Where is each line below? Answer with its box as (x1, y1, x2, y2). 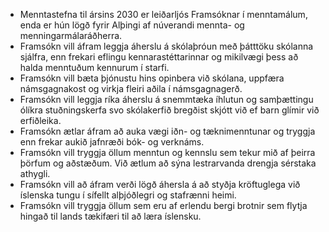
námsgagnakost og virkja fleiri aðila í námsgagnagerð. (19, 83, 243, 94)
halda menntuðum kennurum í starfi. (19, 62, 170, 73)
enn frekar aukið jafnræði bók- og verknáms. (19, 136, 205, 148)
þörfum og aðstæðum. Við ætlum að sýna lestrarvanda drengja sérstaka (19, 157, 317, 169)
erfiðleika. (19, 115, 62, 126)
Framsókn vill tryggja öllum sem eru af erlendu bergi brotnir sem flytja (19, 200, 308, 211)
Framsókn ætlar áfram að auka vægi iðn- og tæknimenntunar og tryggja (19, 125, 316, 137)
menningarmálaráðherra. (19, 30, 123, 41)
